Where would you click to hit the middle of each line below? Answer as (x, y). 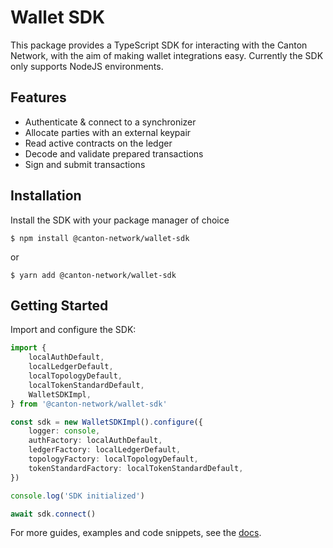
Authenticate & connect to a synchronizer (110, 122)
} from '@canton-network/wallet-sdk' (89, 404)
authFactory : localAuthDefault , (95, 441)
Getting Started (59, 305)
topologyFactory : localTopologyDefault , (113, 459)
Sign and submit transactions (85, 164)
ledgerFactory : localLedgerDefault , (105, 450)
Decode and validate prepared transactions (114, 153)
